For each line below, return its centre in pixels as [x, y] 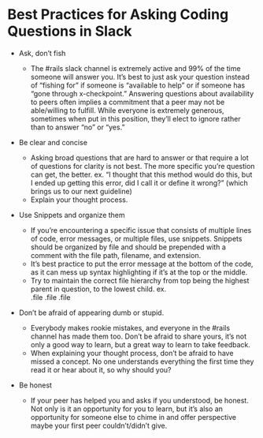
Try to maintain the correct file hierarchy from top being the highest [140, 280]
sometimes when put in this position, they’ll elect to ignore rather [135, 118]
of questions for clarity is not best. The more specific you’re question [143, 166]
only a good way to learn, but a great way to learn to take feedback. [141, 344]
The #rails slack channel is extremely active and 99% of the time [135, 68]
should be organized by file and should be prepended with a [128, 247]
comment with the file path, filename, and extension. [116, 255]
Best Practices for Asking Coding [118, 15]
